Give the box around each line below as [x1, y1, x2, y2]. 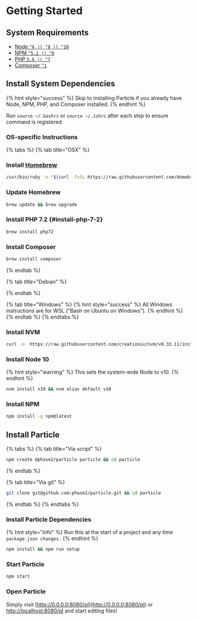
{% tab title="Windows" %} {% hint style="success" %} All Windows [6, 301, 173, 308]
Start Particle [6, 560, 45, 568]
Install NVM [6, 328, 40, 336]
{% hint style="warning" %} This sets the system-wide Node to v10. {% [6, 368, 179, 376]
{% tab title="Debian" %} [6, 278, 67, 285]
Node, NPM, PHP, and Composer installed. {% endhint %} [6, 100, 146, 108]
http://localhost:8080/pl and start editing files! [6, 607, 117, 614]
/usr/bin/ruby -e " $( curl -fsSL [6, 175, 85, 180]
